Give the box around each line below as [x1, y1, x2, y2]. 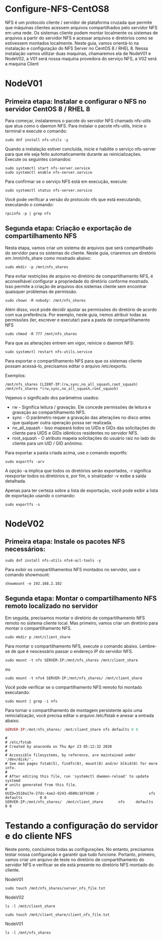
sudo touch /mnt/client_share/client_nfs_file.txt [5, 912, 110, 918]
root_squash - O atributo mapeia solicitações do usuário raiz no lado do [12, 435, 156, 441]
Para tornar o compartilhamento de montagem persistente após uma [5, 707, 143, 713]
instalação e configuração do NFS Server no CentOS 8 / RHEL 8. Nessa [5, 45, 148, 51]
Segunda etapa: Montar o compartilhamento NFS [5, 595, 157, 603]
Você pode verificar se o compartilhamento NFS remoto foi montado [5, 684, 143, 690]
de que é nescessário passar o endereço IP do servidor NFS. [11, 648, 133, 654]
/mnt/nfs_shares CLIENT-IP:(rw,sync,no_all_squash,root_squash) [5, 382, 138, 387]
